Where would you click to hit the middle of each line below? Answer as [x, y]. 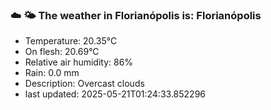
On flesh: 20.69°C [62, 52]
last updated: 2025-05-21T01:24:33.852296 [115, 94]
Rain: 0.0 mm [52, 73]
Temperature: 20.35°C [71, 41]
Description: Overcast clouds [84, 84]
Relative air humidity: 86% [79, 62]
